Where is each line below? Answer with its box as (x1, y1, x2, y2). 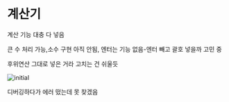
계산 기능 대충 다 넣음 (7, 30, 65, 39)
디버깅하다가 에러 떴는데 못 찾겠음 (7, 88, 99, 96)
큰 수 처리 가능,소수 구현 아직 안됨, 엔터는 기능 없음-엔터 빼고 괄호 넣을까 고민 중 (7, 45, 222, 53)
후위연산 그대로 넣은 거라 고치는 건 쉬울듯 (7, 59, 119, 68)
